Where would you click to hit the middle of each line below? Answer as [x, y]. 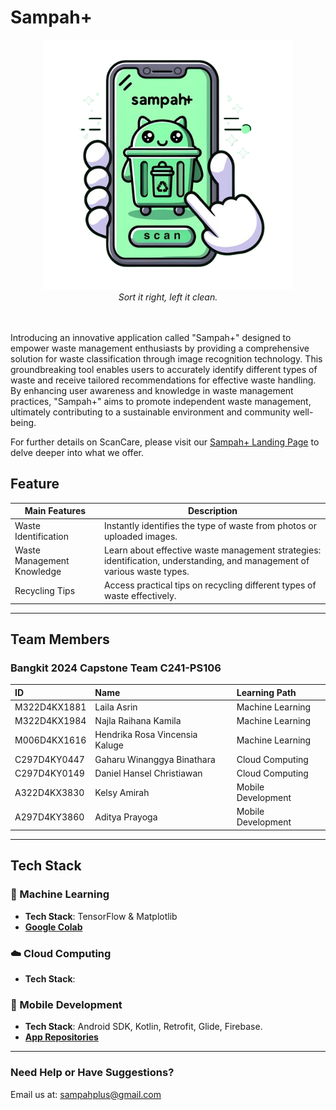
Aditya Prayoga [126, 817]
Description [212, 511]
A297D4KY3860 [49, 817]
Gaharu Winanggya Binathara [155, 759]
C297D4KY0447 [49, 759]
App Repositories [61, 1037]
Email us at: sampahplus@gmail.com [86, 1094]
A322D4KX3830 [49, 792]
